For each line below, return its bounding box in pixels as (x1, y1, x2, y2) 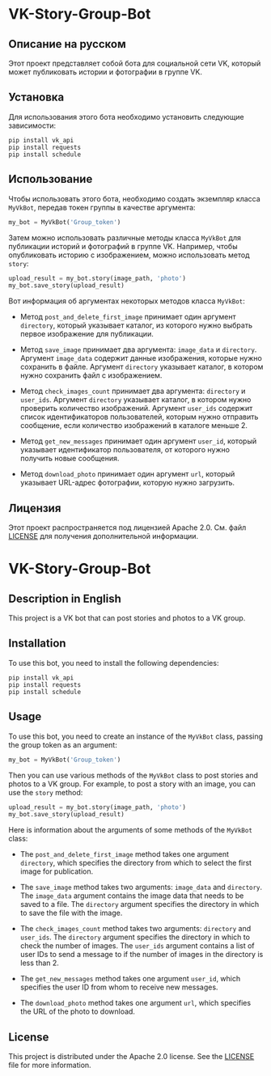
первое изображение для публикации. (19, 329, 154, 339)
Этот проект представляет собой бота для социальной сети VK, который (8, 58, 261, 68)
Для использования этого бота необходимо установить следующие (8, 112, 244, 121)
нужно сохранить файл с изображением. (19, 371, 163, 380)
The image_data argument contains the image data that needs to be (19, 891, 244, 900)
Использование (8, 172, 93, 186)
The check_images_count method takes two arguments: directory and (19, 924, 252, 934)
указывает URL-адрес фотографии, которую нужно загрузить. (19, 478, 235, 488)
